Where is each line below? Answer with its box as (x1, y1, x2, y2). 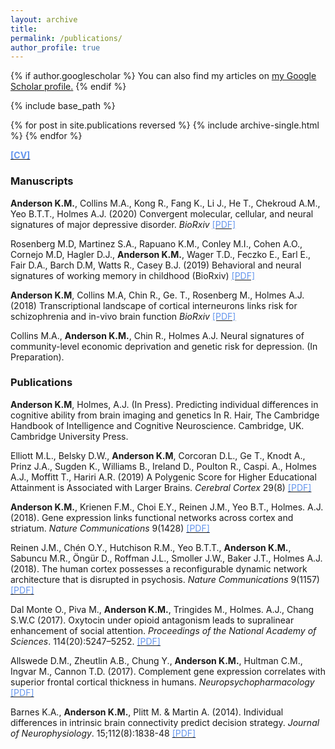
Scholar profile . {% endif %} (10, 81, 127, 93)
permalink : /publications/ (10, 33, 123, 43)
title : (10, 24, 38, 34)
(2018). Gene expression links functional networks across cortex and (10, 511, 294, 523)
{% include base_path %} (10, 100, 116, 112)
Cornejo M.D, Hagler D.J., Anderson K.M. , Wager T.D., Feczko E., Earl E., (10, 248, 312, 260)
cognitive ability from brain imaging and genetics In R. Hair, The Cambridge (10, 409, 320, 421)
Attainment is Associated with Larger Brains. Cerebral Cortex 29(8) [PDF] (10, 481, 312, 493)
